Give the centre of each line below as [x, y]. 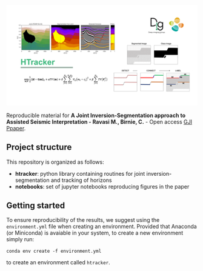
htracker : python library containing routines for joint [80, 173]
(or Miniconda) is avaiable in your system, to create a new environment [95, 233]
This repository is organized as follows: [55, 162]
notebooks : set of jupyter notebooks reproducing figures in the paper [102, 186]
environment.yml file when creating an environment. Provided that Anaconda [101, 227]
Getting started [36, 205]
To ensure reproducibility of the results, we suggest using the [83, 220]
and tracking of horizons [81, 180]
